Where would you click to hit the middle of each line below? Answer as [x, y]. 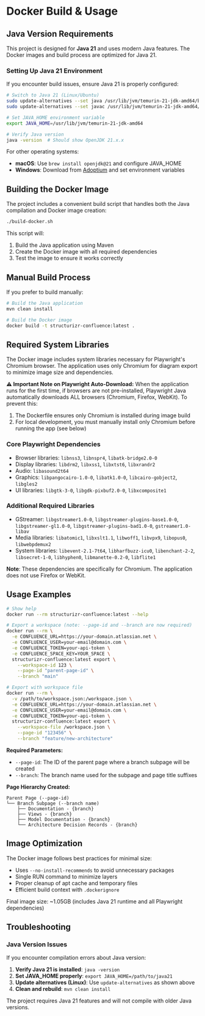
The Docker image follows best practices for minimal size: [79, 858]
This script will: [25, 233]
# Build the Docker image [39, 320]
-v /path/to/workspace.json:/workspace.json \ [72, 699]
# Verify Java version [35, 134]
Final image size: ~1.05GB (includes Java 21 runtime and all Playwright [95, 901]
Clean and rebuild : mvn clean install [63, 989]
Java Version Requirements [60, 34]
